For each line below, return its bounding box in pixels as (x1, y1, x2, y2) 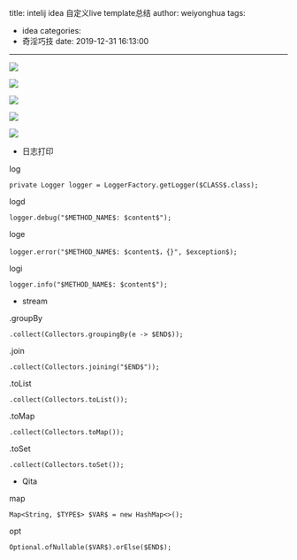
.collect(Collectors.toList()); (9, 395, 128, 404)
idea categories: (21, 26, 81, 35)
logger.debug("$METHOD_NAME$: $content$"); (9, 213, 172, 222)
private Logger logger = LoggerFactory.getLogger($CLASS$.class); (9, 180, 259, 189)
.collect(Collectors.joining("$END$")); (9, 363, 161, 372)
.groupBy (9, 313, 42, 323)
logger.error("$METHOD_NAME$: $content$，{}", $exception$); (9, 248, 238, 257)
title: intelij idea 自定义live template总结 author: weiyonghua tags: (9, 8, 246, 18)
